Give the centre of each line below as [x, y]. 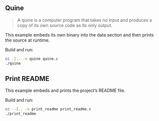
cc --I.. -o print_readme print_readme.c [48, 109]
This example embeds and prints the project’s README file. [65, 90]
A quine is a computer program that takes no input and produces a [84, 20]
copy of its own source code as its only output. [65, 25]
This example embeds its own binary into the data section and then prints [79, 35]
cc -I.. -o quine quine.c [32, 59]
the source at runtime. [28, 40]
